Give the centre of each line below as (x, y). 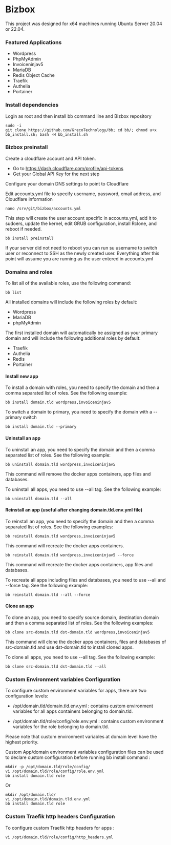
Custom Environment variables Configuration (63, 679)
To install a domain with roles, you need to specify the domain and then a (82, 387)
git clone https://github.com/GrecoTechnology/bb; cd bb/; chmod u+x (81, 130)
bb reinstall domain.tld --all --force (48, 595)
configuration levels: (27, 696)
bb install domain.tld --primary (41, 427)
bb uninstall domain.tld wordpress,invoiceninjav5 (60, 464)
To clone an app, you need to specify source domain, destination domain (82, 617)
